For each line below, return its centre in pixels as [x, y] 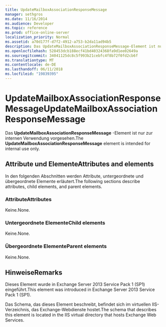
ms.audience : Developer [30, 23]
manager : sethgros [24, 14]
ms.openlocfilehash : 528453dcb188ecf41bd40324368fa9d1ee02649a [72, 51]
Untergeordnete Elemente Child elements [55, 222]
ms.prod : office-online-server [37, 33]
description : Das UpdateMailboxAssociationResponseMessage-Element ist [80, 46]
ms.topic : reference [26, 28]
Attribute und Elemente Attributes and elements [80, 164]
